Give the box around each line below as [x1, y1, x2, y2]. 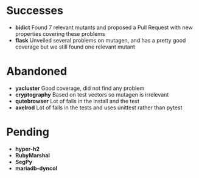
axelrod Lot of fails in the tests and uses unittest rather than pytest [15, 104, 183, 111]
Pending [6, 125, 50, 139]
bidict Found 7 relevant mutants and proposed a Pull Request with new [15, 24, 193, 31]
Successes [6, 4, 64, 18]
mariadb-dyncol [15, 165, 58, 172]
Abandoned [6, 64, 68, 78]
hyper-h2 [15, 145, 40, 152]
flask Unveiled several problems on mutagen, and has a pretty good [15, 36, 186, 44]
